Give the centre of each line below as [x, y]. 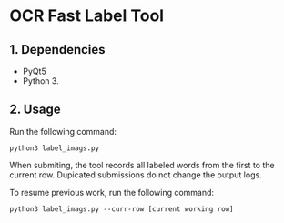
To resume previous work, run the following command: [112, 192]
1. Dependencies [58, 50]
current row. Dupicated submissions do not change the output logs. [136, 175]
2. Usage [35, 110]
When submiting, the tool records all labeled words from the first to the [142, 165]
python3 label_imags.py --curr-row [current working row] [122, 209]
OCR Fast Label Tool [87, 16]
